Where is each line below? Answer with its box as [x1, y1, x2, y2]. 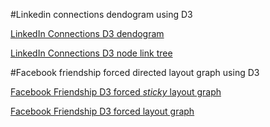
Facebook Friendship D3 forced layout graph [10, 105, 195, 117]
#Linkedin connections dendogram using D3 [10, 9, 193, 20]
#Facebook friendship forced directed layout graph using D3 [10, 67, 260, 78]
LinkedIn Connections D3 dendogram [10, 28, 165, 39]
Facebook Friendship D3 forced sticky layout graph [10, 86, 222, 98]
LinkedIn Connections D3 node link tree [10, 47, 173, 59]
